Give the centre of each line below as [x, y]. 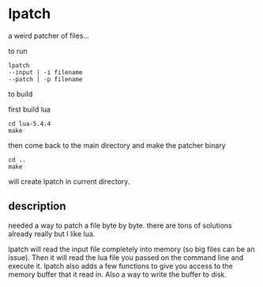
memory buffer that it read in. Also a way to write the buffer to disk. [117, 274]
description [37, 206]
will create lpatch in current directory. [69, 181]
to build [21, 94]
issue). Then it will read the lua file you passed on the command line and [126, 257]
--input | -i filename [45, 72]
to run [18, 51]
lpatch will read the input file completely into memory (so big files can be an [131, 249]
